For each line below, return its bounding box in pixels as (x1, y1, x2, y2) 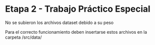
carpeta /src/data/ (5, 34, 42, 40)
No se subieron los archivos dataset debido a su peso (5, 20, 114, 25)
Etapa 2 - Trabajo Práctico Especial (5, 3, 151, 15)
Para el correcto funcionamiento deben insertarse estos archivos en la (5, 29, 147, 35)
